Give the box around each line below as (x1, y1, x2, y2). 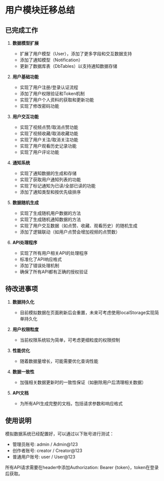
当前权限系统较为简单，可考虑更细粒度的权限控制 (19, 337, 120, 343)
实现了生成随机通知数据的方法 (19, 216, 81, 222)
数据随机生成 (12, 200, 39, 205)
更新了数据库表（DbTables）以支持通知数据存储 (19, 63, 118, 69)
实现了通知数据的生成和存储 (19, 170, 77, 176)
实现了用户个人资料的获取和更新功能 (19, 97, 94, 103)
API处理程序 (12, 240, 38, 245)
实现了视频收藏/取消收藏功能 (19, 131, 79, 136)
